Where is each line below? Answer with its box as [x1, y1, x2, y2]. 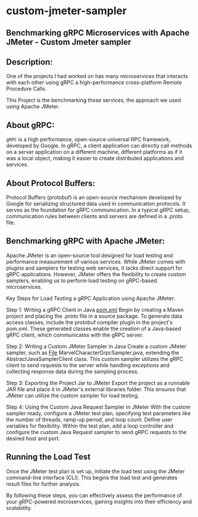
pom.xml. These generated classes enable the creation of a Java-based [6, 325, 181, 332]
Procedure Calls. [6, 85, 47, 92]
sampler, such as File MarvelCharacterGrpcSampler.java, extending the [6, 349, 180, 356]
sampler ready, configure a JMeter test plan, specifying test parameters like [6, 409, 191, 416]
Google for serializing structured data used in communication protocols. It [6, 200, 186, 208]
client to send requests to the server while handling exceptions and [6, 361, 170, 369]
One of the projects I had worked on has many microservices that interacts [6, 73, 188, 80]
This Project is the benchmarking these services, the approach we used [6, 96, 181, 104]
